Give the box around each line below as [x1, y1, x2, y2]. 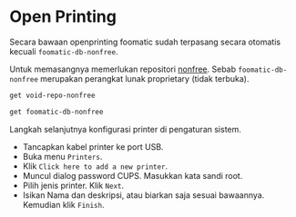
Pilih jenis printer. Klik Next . [22, 180, 125, 191]
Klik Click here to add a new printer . [22, 161, 168, 172]
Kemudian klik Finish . [22, 199, 105, 210]
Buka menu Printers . [22, 151, 103, 162]
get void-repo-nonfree [9, 91, 96, 100]
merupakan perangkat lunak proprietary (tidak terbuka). [40, 73, 250, 84]
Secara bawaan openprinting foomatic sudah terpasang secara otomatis [9, 36, 281, 47]
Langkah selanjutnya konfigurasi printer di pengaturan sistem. [9, 123, 241, 134]
